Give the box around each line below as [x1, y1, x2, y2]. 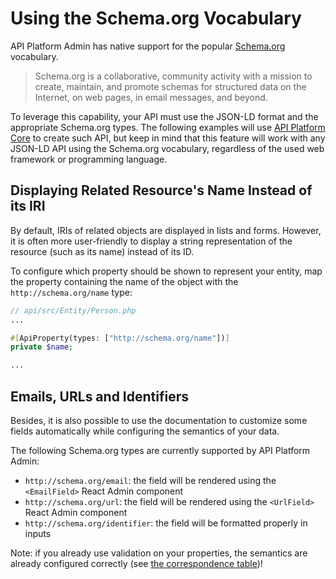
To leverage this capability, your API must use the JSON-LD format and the [10, 110, 319, 122]
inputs [24, 527, 52, 539]
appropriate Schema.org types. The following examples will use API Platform [10, 121, 326, 133]
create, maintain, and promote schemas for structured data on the [34, 80, 307, 92]
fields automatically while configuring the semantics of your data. [10, 425, 280, 437]
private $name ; [10, 342, 74, 352]
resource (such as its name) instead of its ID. [10, 245, 195, 257]
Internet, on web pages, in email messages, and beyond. [34, 91, 268, 103]
